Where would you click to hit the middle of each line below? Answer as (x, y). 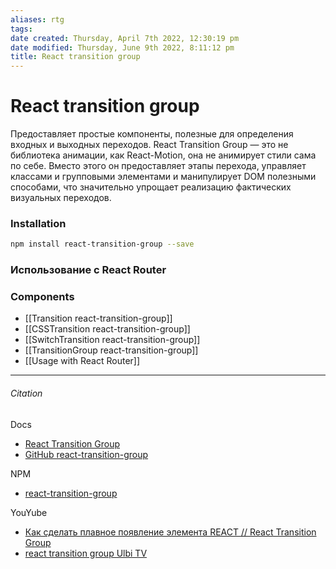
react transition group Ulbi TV (86, 553)
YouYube (29, 512)
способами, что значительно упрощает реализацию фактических (151, 187)
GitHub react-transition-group (86, 454)
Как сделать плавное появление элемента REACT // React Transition (170, 532)
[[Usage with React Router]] (82, 361)
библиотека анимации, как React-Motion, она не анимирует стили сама (163, 155)
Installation (38, 223)
